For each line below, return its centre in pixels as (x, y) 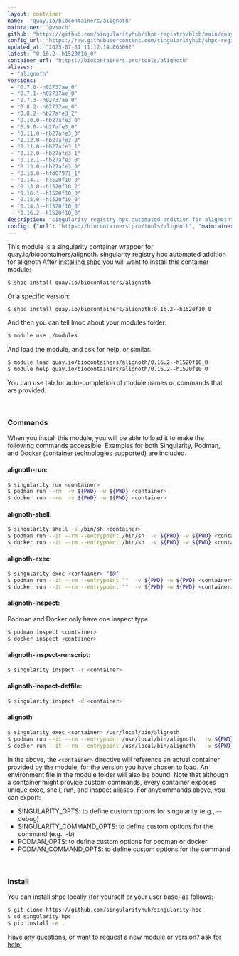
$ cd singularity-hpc (39, 916)
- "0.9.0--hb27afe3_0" (44, 127)
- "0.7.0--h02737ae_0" (44, 87)
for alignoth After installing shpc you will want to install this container (108, 262)
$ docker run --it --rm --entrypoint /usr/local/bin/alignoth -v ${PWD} (121, 746)
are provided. (27, 390)
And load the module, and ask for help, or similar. (79, 350)
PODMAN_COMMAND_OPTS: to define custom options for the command (124, 849)
